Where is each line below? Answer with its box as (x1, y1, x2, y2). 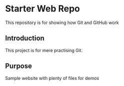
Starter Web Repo (5, 3, 80, 14)
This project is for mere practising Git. (5, 47, 83, 53)
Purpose (5, 62, 32, 70)
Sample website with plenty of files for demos (5, 75, 100, 81)
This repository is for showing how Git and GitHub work (5, 19, 119, 25)
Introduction (5, 34, 45, 42)
